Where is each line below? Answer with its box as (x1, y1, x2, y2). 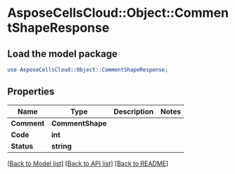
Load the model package (7, 48, 118, 60)
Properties (7, 86, 55, 98)
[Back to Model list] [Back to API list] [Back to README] (7, 159, 169, 168)
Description (113, 107, 154, 116)
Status (11, 141, 34, 151)
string (51, 141, 72, 151)
